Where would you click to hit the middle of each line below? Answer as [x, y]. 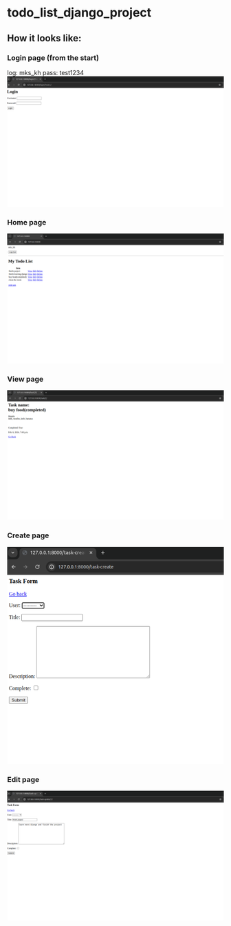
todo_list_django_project [79, 13]
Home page [27, 222]
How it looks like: [44, 38]
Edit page [23, 779]
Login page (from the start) [53, 58]
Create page [28, 535]
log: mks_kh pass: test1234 [46, 72]
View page [25, 379]
